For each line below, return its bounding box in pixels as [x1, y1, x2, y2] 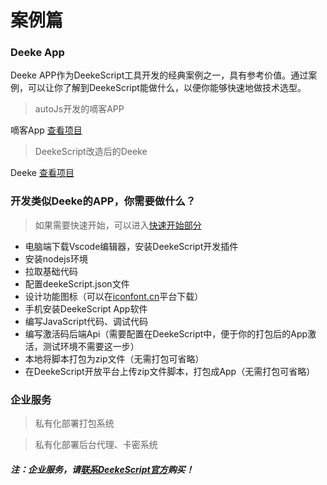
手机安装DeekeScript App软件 [24, 302, 148, 315]
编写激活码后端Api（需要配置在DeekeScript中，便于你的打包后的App [24, 327, 308, 340]
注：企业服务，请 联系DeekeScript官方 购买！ [10, 463, 195, 475]
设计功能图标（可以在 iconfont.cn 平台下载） [24, 290, 204, 302]
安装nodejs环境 [24, 252, 88, 265]
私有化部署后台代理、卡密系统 [34, 439, 158, 451]
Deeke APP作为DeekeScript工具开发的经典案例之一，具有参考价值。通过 [10, 69, 309, 81]
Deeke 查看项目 [10, 167, 75, 179]
